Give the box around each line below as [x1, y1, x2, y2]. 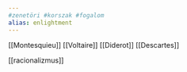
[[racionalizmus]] [8, 56, 64, 65]
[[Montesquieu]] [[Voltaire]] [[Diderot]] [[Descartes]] [8, 40, 180, 49]
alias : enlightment [8, 19, 73, 27]
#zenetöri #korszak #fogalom [8, 11, 105, 20]
